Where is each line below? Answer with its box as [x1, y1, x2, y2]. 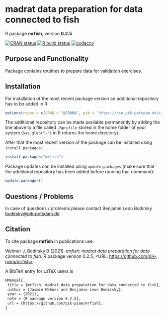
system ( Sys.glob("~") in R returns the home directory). [5, 130, 120, 136]
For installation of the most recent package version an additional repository [5, 96, 159, 102]
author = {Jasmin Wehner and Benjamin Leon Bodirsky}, [7, 287, 123, 292]
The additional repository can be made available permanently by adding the [5, 119, 160, 125]
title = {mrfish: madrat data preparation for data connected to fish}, [7, 282, 162, 287]
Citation [5, 225, 31, 233]
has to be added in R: [5, 101, 49, 106]
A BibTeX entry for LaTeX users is [5, 268, 74, 274]
